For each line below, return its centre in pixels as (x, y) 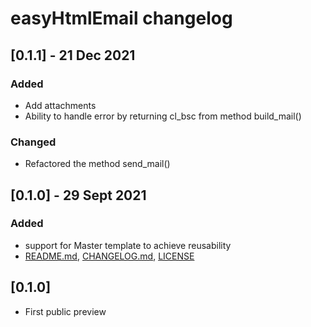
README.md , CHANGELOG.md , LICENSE (109, 256)
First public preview (65, 311)
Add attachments (60, 105)
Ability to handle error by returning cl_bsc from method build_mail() (163, 116)
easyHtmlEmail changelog (121, 18)
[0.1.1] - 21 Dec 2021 (73, 55)
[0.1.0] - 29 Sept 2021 (78, 195)
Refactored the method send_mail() (97, 164)
